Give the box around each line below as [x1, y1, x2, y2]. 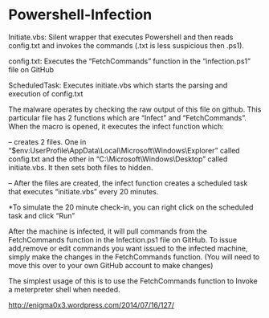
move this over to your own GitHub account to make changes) [8, 260, 214, 270]
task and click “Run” [8, 210, 75, 220]
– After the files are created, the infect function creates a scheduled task [8, 178, 248, 188]
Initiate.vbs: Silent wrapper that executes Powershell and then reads [8, 32, 234, 42]
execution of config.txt [8, 88, 84, 98]
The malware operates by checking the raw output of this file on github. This [8, 104, 262, 114]
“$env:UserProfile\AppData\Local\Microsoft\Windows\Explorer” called [8, 145, 240, 155]
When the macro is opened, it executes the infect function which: [8, 121, 224, 131]
